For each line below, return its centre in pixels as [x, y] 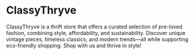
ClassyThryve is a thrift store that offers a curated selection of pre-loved [94, 27]
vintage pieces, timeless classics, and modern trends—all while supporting [97, 39]
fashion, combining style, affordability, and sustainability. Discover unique [96, 33]
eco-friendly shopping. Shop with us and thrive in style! [74, 46]
